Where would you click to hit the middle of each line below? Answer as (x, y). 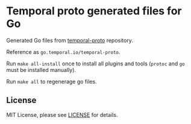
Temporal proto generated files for (94, 11)
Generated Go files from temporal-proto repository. (70, 40)
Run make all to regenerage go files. (52, 81)
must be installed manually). (41, 69)
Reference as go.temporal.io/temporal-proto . (63, 52)
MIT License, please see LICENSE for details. (62, 114)
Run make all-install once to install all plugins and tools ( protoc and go (95, 63)
